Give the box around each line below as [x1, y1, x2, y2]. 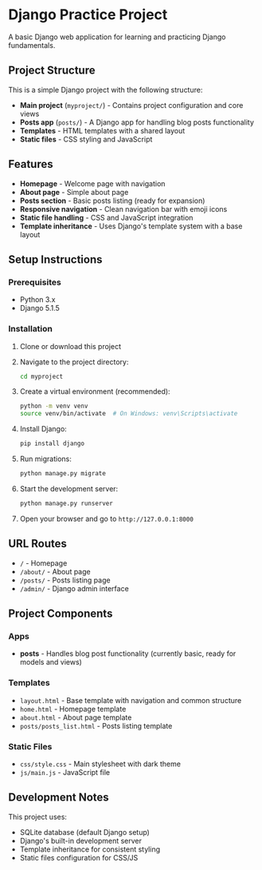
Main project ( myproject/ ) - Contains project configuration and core [19, 100, 244, 109]
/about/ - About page [19, 566, 91, 576]
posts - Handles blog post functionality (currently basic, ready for [19, 649, 237, 658]
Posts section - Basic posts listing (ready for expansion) [19, 196, 205, 205]
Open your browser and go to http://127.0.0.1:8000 [19, 514, 194, 523]
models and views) [19, 657, 82, 667]
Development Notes [8, 791, 109, 804]
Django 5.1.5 [19, 304, 60, 313]
